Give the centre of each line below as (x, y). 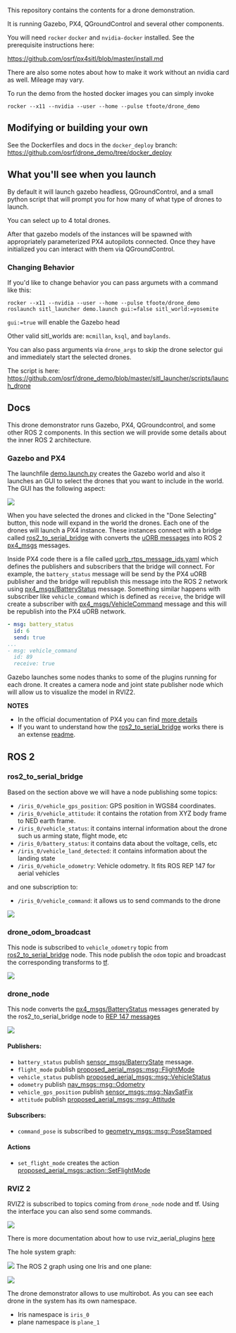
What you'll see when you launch (82, 175)
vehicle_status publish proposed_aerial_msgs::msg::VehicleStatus (114, 1077)
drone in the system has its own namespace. (72, 1301)
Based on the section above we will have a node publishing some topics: (113, 792)
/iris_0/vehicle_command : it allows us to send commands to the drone (119, 900)
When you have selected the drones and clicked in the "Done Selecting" (112, 516)
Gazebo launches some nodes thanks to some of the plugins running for (112, 677)
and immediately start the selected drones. (69, 357)
